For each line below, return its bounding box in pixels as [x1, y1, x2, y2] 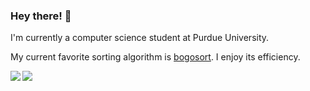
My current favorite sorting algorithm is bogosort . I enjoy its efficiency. [10, 51, 301, 63]
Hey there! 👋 [10, 9, 72, 23]
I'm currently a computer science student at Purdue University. [10, 32, 270, 44]
